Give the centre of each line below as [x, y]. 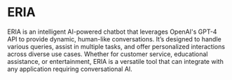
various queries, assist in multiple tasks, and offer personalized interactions [116, 46]
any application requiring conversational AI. [70, 69]
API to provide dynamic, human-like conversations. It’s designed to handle [115, 39]
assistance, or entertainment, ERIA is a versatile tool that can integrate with [116, 61]
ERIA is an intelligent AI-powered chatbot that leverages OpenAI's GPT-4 [112, 32]
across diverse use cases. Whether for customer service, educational [108, 54]
